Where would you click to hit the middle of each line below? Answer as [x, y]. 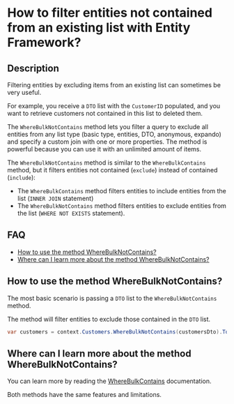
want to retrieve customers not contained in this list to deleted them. [105, 113]
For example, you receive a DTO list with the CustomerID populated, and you [114, 106]
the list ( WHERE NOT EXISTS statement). [71, 213]
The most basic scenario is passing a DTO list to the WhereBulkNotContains [112, 298]
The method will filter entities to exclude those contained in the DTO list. [109, 319]
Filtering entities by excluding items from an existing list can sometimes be [114, 85]
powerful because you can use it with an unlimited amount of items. [104, 149]
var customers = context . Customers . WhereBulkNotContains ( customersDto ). [115, 332]
